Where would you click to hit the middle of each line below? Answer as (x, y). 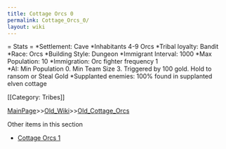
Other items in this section (45, 125)
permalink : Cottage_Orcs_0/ (48, 20)
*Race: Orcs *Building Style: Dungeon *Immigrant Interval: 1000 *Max (110, 54)
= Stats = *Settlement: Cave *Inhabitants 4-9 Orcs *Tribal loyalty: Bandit (113, 47)
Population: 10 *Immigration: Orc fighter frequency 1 (83, 62)
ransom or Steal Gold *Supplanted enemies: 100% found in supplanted (110, 76)
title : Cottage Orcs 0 (40, 14)
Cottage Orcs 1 (39, 138)
